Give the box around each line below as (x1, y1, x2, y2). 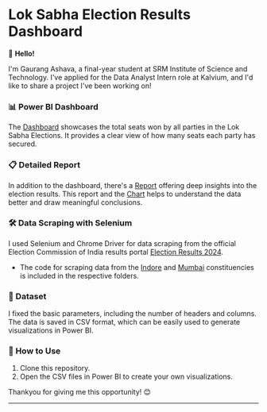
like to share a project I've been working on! (8, 81, 152, 90)
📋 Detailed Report (8, 160, 81, 171)
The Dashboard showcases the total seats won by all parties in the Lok (8, 122, 240, 132)
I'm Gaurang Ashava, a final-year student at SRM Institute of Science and (8, 64, 248, 73)
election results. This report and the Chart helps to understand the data (8, 189, 242, 198)
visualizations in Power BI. (8, 325, 94, 335)
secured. (8, 139, 37, 148)
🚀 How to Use (8, 345, 61, 356)
